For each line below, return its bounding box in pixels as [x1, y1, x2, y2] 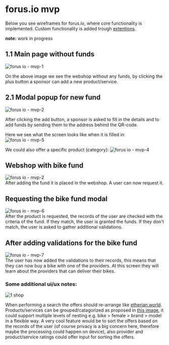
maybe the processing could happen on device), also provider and [5, 329, 143, 335]
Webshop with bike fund [5, 161, 84, 169]
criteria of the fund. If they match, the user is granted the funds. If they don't [5, 218, 164, 225]
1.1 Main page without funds [5, 50, 95, 59]
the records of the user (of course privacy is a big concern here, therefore [5, 323, 159, 329]
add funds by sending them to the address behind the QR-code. [5, 122, 138, 128]
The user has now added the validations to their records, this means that [5, 257, 156, 263]
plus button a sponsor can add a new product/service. [5, 78, 118, 84]
